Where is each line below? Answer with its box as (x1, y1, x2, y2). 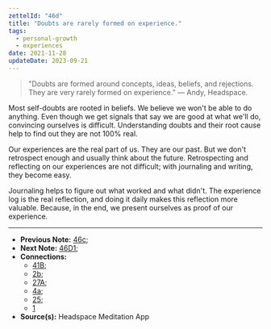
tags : (8, 27, 27, 35)
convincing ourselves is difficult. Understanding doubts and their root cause (8, 120, 261, 130)
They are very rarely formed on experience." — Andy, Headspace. (27, 87, 248, 97)
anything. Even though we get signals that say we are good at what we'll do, (8, 111, 261, 121)
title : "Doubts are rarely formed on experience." (8, 19, 182, 27)
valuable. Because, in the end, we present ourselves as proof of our (8, 202, 234, 212)
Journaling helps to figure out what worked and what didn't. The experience (8, 185, 261, 195)
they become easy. (8, 170, 72, 180)
